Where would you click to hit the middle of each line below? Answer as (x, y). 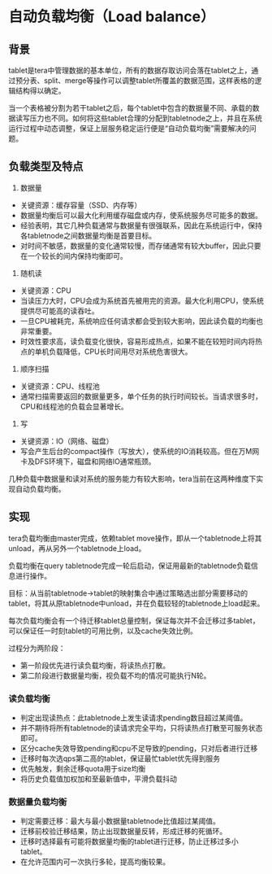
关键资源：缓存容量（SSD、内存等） (81, 205)
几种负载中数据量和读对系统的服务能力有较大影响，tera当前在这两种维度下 (132, 479)
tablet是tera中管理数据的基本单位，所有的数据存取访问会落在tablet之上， (130, 70)
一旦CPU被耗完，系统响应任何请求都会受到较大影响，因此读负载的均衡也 (142, 321)
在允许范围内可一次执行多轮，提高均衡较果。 (95, 862)
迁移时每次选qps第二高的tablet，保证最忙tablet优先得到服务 (120, 758)
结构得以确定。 (40, 91)
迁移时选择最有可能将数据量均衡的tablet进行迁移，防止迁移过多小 (130, 841)
